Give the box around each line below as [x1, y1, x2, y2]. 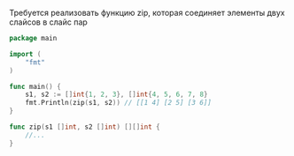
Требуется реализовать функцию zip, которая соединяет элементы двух [9, 8, 285, 18]
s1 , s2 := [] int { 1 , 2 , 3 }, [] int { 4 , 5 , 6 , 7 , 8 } [25, 90, 208, 100]
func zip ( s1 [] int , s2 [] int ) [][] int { [9, 123, 161, 131]
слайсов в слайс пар [9, 17, 89, 27]
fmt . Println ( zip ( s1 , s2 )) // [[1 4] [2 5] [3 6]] [25, 99, 213, 108]
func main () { [9, 82, 62, 91]
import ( [9, 49, 42, 58]
